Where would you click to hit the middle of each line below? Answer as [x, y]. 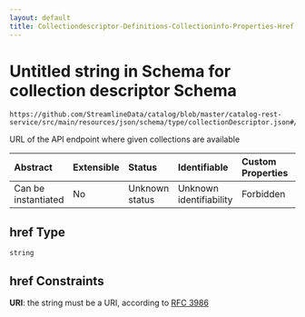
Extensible [96, 167]
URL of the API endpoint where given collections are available [125, 139]
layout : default [40, 18]
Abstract [33, 167]
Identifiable [203, 167]
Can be [30, 189]
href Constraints [57, 281]
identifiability [205, 200]
